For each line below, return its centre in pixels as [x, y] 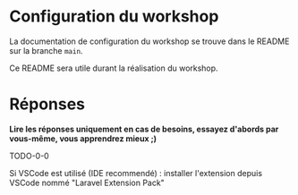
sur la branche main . [46, 50]
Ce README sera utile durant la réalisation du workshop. [114, 68]
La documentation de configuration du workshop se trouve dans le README [149, 41]
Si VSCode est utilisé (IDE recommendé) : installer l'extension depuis [136, 173]
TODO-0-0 [29, 156]
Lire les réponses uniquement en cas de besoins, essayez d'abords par [144, 129]
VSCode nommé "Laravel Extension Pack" [87, 182]
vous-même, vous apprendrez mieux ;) [83, 138]
